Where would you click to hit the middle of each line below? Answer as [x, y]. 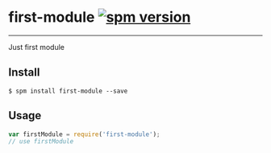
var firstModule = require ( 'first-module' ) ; [84, 134]
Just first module [36, 47]
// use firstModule [41, 142]
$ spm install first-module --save [68, 91]
